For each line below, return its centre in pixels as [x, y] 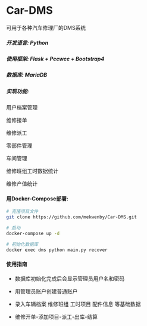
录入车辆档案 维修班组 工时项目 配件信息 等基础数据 [78, 304]
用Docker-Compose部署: [37, 199]
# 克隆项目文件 [22, 212]
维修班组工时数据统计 [32, 171]
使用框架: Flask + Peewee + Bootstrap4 [55, 59]
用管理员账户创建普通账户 [46, 291]
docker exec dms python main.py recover [57, 250]
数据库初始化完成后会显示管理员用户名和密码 [70, 278]
